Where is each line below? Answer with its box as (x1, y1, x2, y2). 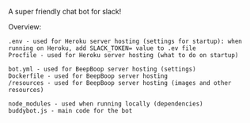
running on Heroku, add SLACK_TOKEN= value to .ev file (8, 44, 196, 52)
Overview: (8, 22, 42, 31)
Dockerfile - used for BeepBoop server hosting (8, 72, 169, 80)
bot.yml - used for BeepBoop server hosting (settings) (8, 65, 196, 73)
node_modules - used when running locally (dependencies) (8, 100, 203, 108)
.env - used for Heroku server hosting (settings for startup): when (8, 37, 243, 45)
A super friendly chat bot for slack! (8, 7, 122, 16)
